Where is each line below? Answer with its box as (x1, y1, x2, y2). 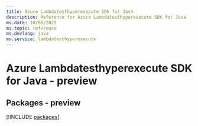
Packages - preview (6, 98, 81, 108)
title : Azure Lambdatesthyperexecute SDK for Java (6, 8, 134, 15)
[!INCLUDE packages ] (6, 114, 60, 120)
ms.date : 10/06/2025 (6, 20, 57, 25)
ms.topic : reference (6, 25, 57, 31)
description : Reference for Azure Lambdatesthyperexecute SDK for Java (6, 14, 186, 20)
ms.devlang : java (6, 31, 49, 37)
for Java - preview (6, 75, 98, 88)
